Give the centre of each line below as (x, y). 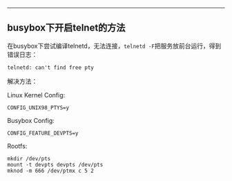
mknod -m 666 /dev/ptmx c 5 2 (51, 171)
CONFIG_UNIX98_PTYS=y (38, 108)
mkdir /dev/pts (29, 159)
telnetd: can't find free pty (51, 67)
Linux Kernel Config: (36, 95)
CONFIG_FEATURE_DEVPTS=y (43, 133)
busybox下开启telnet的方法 (66, 28)
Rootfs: (17, 146)
